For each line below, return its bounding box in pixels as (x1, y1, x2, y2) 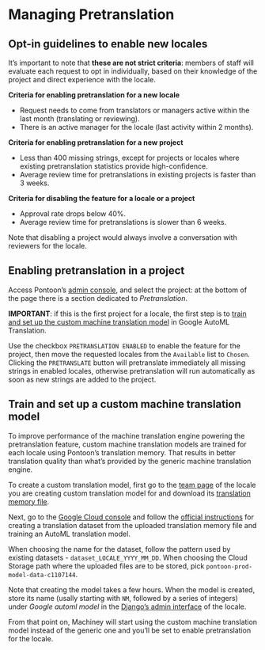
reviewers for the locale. (8, 241, 87, 250)
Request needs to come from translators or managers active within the (19, 105, 250, 115)
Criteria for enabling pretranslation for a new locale (8, 90, 180, 100)
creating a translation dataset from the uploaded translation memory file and (8, 520, 257, 530)
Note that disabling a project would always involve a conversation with (8, 233, 237, 242)
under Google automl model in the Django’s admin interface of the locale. (8, 602, 247, 611)
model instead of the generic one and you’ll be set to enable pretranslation (8, 625, 252, 635)
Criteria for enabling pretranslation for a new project (8, 138, 184, 147)
